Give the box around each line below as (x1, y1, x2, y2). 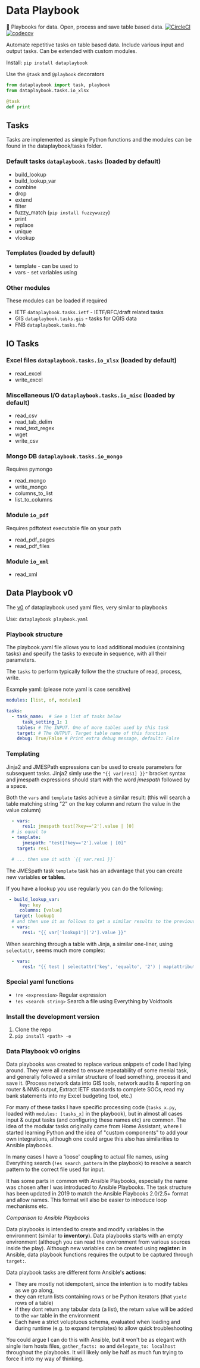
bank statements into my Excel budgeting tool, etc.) (6, 1092, 133, 1100)
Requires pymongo (6, 465, 52, 473)
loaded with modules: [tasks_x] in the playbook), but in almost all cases (6, 1110, 183, 1117)
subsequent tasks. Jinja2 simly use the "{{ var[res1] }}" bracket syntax (6, 769, 186, 777)
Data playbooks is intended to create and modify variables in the (6, 1226, 164, 1233)
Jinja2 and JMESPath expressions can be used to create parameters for (6, 763, 183, 771)
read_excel (14, 370, 42, 377)
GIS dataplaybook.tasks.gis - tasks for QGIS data (14, 315, 137, 322)
